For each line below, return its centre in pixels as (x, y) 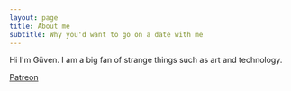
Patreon (24, 77)
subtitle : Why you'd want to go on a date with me (106, 34)
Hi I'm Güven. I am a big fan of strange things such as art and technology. (146, 60)
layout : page (34, 18)
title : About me (40, 26)
